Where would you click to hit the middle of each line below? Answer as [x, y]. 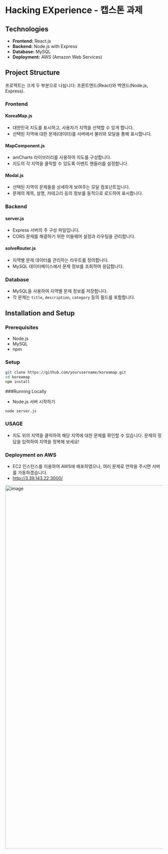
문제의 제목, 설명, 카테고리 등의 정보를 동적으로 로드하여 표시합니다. [78, 193]
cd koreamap [17, 377]
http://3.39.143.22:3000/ [38, 478]
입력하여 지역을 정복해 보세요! [50, 441]
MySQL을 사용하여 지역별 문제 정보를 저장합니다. [60, 291]
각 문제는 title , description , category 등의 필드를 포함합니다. [74, 297]
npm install [17, 381]
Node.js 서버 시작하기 [34, 401]
